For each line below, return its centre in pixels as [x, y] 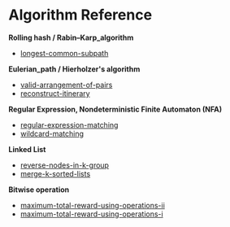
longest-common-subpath [64, 53]
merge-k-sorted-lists [55, 173]
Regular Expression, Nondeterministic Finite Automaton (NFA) [115, 109]
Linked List [27, 149]
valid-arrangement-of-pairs [66, 85]
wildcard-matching [52, 133]
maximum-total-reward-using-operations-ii [92, 205]
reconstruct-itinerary [55, 93]
